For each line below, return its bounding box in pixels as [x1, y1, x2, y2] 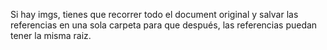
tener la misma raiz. [10, 30, 92, 41]
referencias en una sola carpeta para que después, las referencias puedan [10, 19, 318, 31]
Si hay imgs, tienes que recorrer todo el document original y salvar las [10, 9, 299, 20]
